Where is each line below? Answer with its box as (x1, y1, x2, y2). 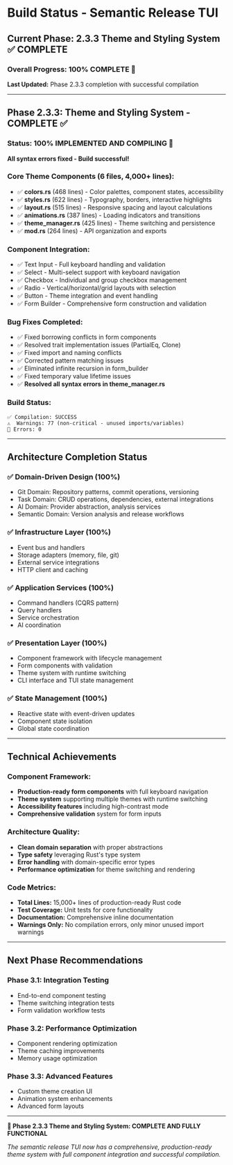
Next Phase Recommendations (7, 955, 144, 967)
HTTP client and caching (17, 565, 89, 573)
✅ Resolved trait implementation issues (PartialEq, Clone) (17, 341, 182, 349)
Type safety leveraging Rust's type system (17, 850, 141, 859)
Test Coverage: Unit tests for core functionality (17, 905, 153, 914)
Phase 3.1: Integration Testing (7, 976, 110, 985)
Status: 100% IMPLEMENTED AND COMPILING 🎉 (7, 138, 174, 148)
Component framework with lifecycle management (17, 654, 162, 663)
